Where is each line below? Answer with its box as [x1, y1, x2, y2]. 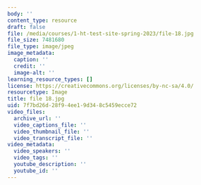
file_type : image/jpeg [7, 43, 74, 50]
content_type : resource [7, 17, 78, 24]
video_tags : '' [13, 154, 59, 162]
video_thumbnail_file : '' [13, 128, 90, 135]
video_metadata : [7, 141, 55, 148]
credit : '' [13, 63, 46, 70]
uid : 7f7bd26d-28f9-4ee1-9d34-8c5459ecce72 [7, 102, 138, 109]
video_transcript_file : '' [13, 134, 93, 141]
